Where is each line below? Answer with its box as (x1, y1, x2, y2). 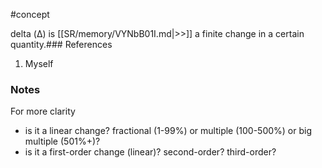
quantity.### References (10, 39, 113, 50)
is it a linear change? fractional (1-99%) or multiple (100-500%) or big (24, 125, 313, 137)
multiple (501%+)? (24, 135, 101, 148)
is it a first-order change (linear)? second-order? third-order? (24, 146, 277, 158)
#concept (10, 9, 50, 20)
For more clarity (10, 105, 76, 118)
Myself (24, 58, 54, 69)
